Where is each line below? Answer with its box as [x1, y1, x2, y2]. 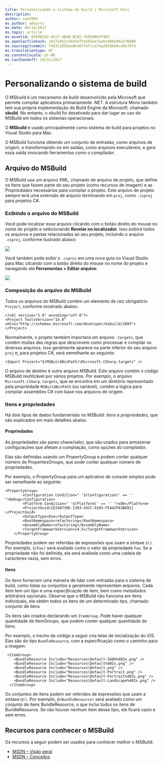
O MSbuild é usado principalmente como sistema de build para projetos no [5, 125, 156, 131]
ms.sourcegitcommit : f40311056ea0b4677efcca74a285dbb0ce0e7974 [5, 44, 136, 48]
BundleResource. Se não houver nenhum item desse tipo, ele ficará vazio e [5, 707, 156, 713]
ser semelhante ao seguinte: [5, 479, 62, 485]
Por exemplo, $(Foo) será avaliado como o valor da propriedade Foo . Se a [5, 545, 152, 551]
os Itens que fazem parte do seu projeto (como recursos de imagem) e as [5, 182, 153, 188]
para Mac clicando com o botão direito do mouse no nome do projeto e [5, 260, 148, 267]
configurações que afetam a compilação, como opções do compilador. [5, 445, 147, 450]
